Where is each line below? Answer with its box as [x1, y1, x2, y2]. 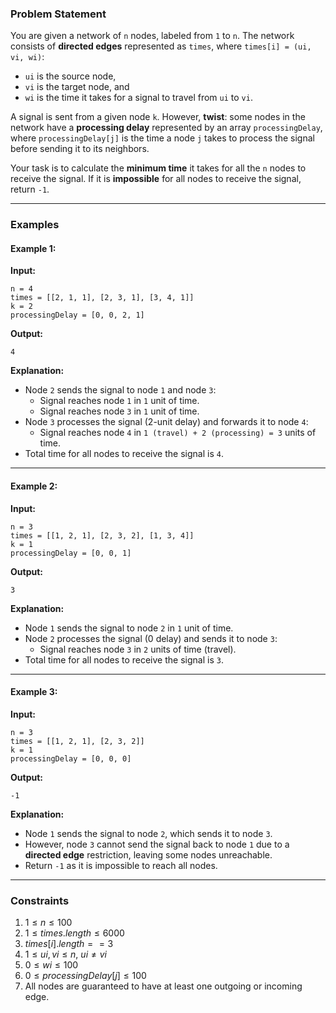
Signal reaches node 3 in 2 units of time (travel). [39, 643, 237, 655]
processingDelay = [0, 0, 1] [10, 548, 132, 558]
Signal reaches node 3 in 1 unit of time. [39, 405, 200, 417]
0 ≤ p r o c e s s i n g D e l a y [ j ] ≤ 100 [24, 970, 147, 982]
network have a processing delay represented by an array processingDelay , [10, 122, 323, 134]
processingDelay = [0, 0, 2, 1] [10, 310, 145, 321]
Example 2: [10, 480, 58, 492]
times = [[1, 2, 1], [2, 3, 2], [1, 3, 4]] [10, 530, 195, 541]
